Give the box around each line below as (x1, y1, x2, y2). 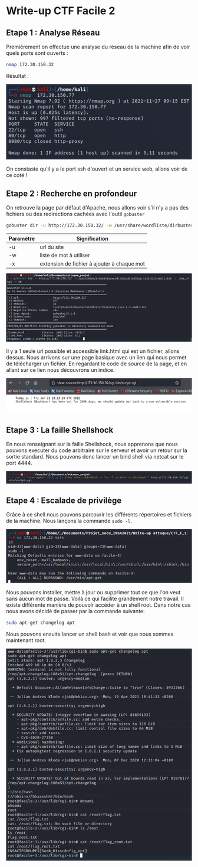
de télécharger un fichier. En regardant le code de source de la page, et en (6, 360, 187, 367)
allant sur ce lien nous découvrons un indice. (6, 366, 115, 373)
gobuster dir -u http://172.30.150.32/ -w (6, 223, 112, 228)
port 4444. (6, 459, 32, 467)
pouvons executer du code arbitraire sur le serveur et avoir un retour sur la (6, 447, 187, 454)
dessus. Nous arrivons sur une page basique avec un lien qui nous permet (6, 354, 187, 361)
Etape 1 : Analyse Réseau (6, 28, 100, 38)
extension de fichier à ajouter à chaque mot (39, 260, 146, 267)
